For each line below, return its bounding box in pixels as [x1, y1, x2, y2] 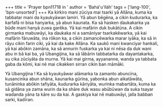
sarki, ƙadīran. [5, 97, 34, 102]
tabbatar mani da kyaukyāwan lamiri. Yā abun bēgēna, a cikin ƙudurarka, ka [5, 15, 158, 20]
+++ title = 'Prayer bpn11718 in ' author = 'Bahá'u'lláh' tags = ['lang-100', [5, 4, 151, 10]
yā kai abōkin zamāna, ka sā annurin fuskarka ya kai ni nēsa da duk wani [5, 46, 152, 51]
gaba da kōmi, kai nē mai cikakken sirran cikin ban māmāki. [5, 61, 125, 67]
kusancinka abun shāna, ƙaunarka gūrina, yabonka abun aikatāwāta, [5, 76, 143, 82]
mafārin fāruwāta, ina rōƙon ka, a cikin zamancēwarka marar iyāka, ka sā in [5, 35, 157, 41]
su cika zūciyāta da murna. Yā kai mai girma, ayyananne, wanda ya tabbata [5, 56, 157, 62]
